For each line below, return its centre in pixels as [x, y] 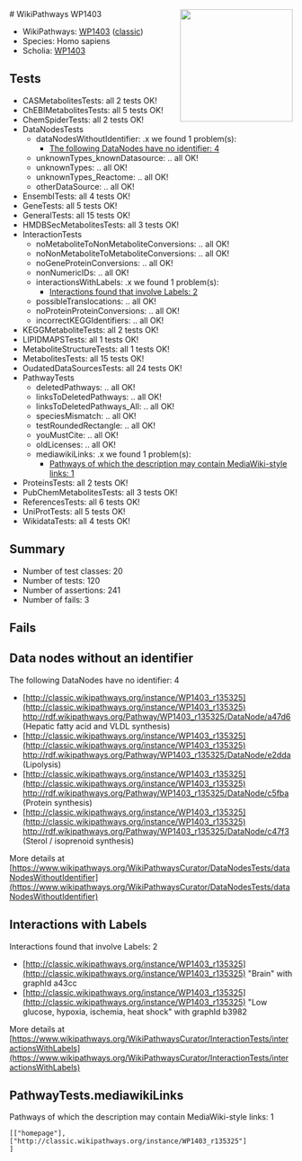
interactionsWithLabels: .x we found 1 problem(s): [127, 281]
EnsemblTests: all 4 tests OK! [76, 196]
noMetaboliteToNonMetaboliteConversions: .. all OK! [133, 244]
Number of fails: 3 [56, 599]
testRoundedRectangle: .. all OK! [95, 425]
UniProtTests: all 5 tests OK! [74, 511]
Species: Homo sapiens [66, 41]
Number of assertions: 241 [71, 590]
